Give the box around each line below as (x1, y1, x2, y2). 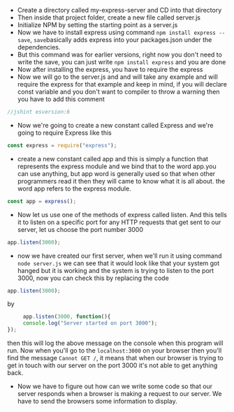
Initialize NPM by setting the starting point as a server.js (17, 21, 178, 29)
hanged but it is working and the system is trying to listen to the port (17, 266, 214, 274)
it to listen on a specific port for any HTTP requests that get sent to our (17, 218, 221, 226)
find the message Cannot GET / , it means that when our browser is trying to (7, 354, 224, 362)
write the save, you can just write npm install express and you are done (17, 58, 226, 66)
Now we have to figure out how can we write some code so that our (17, 382, 213, 390)
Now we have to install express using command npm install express (17, 28, 217, 36)
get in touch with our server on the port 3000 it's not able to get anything (7, 361, 218, 369)
